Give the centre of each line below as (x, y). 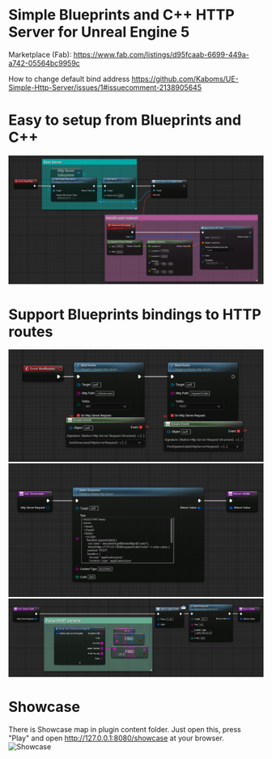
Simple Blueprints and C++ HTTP (121, 15)
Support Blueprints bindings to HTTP (135, 314)
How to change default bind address (69, 79)
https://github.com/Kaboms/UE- (185, 79)
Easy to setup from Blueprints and (125, 120)
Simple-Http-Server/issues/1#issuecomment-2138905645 (105, 87)
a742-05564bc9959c (45, 63)
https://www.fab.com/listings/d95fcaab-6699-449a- (161, 54)
